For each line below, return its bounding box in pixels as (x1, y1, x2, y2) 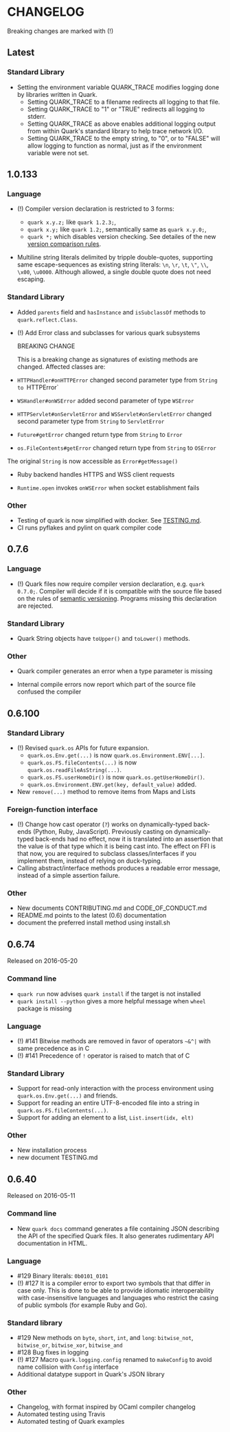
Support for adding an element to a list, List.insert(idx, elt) (16, 1113, 194, 1122)
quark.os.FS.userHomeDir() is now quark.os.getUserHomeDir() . (27, 773, 205, 781)
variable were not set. (27, 148, 89, 157)
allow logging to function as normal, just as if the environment (27, 141, 203, 150)
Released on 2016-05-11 (7, 1192, 76, 1200)
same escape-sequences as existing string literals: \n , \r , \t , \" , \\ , (16, 260, 209, 269)
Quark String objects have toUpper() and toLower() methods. (16, 634, 190, 642)
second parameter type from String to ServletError (16, 417, 165, 425)
